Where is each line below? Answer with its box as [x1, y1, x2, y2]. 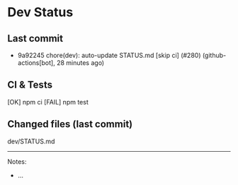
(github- [202, 51, 227, 59]
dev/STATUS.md [7, 137, 55, 145]
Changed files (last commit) [7, 118, 133, 131]
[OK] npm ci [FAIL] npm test [7, 97, 89, 106]
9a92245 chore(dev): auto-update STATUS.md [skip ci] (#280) [17, 51, 201, 59]
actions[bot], [17, 59, 55, 67]
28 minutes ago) [56, 59, 105, 67]
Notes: [7, 157, 27, 166]
